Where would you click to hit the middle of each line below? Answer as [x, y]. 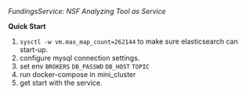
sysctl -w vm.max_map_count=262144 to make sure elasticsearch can [129, 41]
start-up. [34, 49]
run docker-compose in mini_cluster [78, 74]
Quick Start [27, 26]
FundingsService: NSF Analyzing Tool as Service [87, 11]
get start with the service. [61, 83]
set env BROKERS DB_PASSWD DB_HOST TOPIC [85, 66]
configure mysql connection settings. [80, 58]
